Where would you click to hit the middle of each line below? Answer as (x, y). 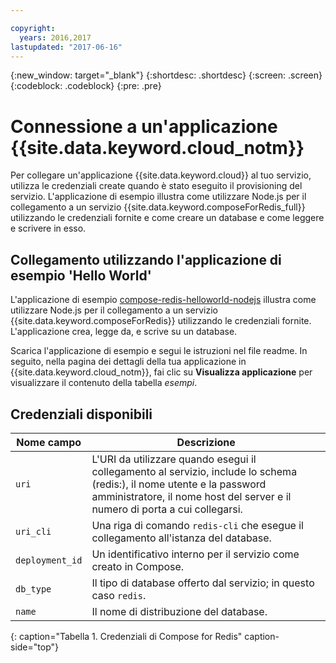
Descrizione (206, 442)
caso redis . (119, 595)
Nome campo (49, 442)
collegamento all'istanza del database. (181, 538)
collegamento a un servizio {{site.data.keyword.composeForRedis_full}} (158, 207)
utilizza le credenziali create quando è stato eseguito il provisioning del (156, 186)
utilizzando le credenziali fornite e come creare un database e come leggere (167, 218)
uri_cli (33, 531)
